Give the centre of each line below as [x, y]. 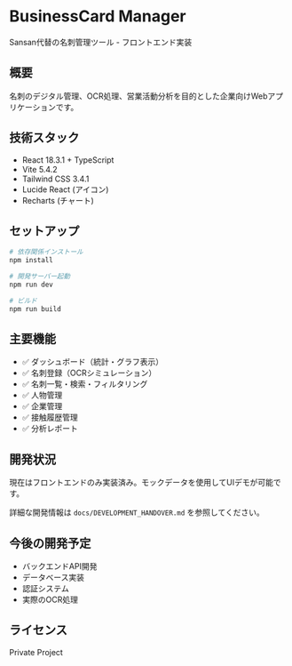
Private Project [36, 652]
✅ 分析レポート [50, 429]
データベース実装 [53, 578]
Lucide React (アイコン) [65, 189]
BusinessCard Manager [98, 16]
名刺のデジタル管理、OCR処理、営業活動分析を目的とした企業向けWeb [138, 96]
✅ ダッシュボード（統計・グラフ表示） [93, 362]
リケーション [32, 107]
